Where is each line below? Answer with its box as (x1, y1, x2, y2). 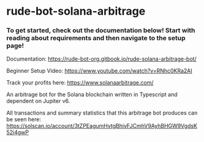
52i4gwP (6, 129, 29, 136)
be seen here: (6, 116, 42, 123)
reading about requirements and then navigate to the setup (6, 34, 186, 42)
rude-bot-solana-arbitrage (6, 4, 146, 18)
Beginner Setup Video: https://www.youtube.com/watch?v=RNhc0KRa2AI (6, 67, 192, 75)
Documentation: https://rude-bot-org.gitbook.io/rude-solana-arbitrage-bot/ (6, 55, 197, 62)
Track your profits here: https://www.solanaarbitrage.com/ (6, 79, 154, 86)
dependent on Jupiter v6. (6, 97, 70, 105)
